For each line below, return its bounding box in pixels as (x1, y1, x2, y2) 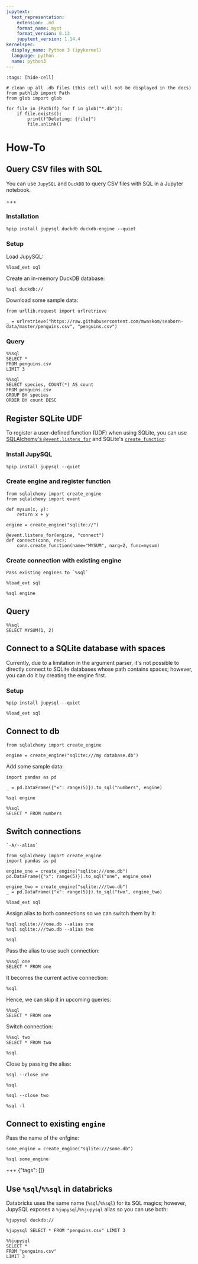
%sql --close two (6, 1092, 49, 1098)
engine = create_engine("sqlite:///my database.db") (6, 752, 139, 758)
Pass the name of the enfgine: (6, 1134, 80, 1141)
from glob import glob (6, 95, 62, 101)
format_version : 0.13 (17, 31, 70, 37)
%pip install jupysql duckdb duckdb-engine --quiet (6, 226, 136, 231)
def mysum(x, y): (6, 506, 49, 512)
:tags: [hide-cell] (6, 75, 54, 81)
